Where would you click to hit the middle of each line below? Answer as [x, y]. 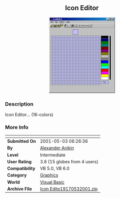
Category [17, 175]
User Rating [19, 161]
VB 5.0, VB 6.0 [55, 169]
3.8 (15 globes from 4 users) [69, 161]
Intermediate [53, 155]
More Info [17, 128]
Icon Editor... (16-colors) [29, 115]
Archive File [20, 189]
